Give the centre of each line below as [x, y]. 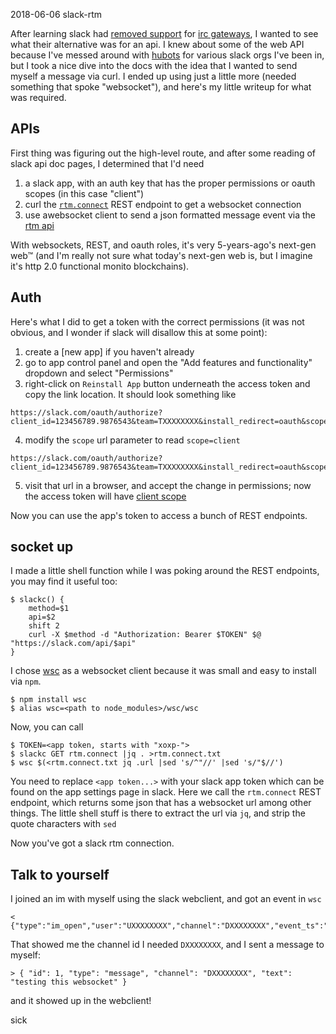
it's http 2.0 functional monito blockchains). [100, 266]
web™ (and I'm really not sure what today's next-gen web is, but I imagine [161, 255]
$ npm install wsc [48, 700]
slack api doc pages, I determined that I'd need [107, 163]
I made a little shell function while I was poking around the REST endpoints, [165, 571]
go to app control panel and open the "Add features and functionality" [168, 362]
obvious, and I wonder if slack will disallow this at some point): [139, 332]
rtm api [39, 225]
